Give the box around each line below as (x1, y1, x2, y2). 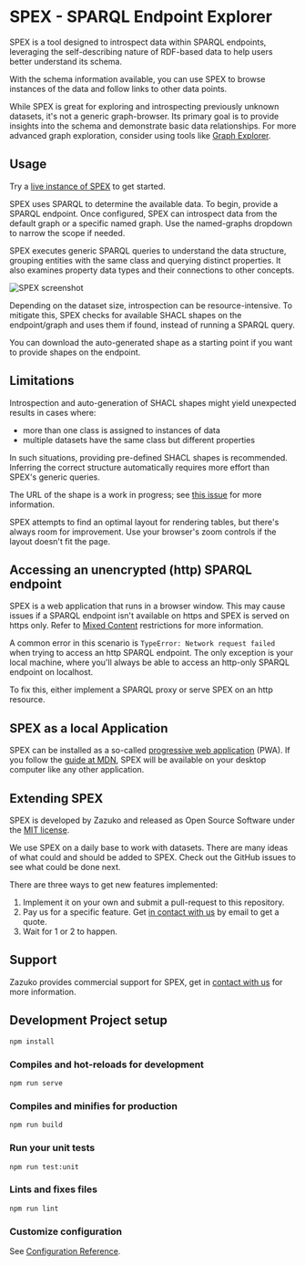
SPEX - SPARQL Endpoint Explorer (9, 6, 273, 27)
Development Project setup (9, 1012, 168, 1028)
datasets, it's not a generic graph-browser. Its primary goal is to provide (9, 110, 280, 121)
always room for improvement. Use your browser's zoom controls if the (9, 526, 277, 537)
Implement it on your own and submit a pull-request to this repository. (22, 897, 285, 908)
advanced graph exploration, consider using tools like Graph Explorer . (9, 130, 271, 140)
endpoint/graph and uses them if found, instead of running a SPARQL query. (9, 319, 296, 330)
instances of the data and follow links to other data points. (9, 83, 228, 94)
